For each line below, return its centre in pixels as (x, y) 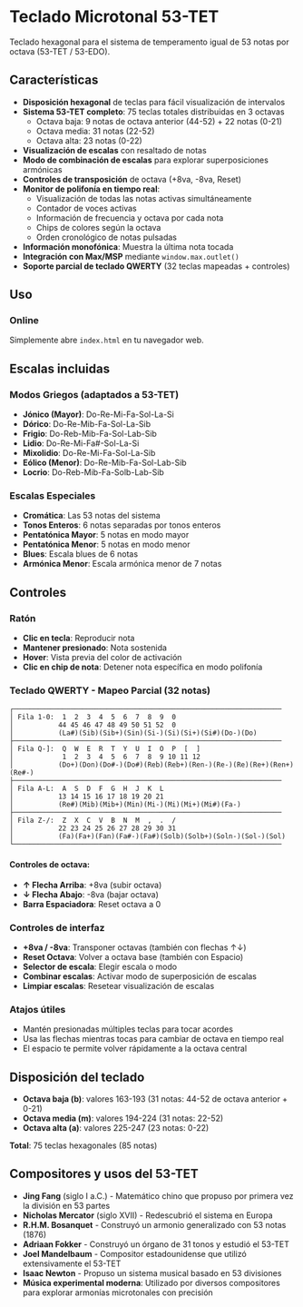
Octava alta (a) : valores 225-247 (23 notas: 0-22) (116, 1128)
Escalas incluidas (60, 368)
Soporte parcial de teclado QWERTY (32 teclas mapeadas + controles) (156, 266)
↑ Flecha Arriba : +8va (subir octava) (92, 885)
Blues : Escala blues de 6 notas (80, 554)
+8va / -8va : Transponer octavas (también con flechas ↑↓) (134, 947)
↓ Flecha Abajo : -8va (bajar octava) (90, 894)
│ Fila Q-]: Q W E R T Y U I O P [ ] (105, 749)
